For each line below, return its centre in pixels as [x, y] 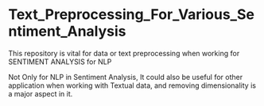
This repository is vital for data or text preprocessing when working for [124, 53]
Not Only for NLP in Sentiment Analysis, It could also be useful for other [126, 77]
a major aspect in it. [41, 93]
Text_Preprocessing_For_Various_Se [131, 15]
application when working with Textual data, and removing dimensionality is [132, 85]
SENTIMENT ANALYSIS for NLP [60, 62]
